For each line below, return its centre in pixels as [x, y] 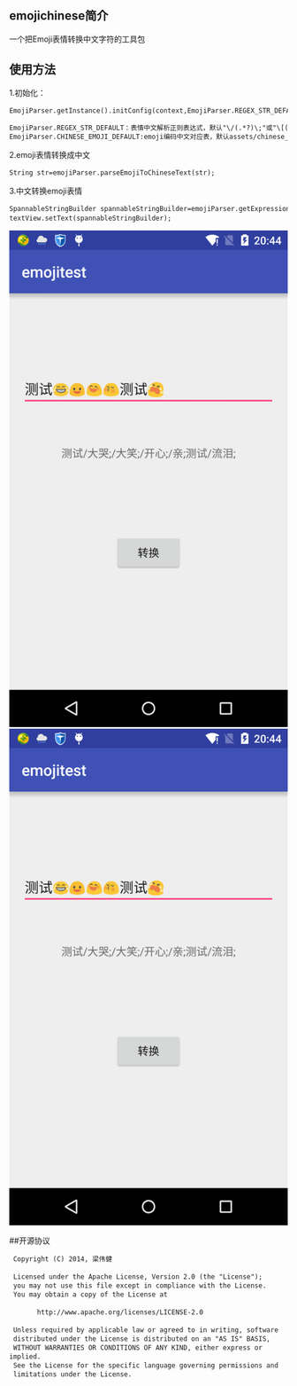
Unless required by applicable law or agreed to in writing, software [145, 1330]
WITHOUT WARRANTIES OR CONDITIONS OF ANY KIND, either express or [138, 1347]
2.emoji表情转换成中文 [50, 155]
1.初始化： [27, 92]
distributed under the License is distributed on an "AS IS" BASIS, [142, 1339]
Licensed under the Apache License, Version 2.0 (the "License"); [138, 1276]
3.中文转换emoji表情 [46, 191]
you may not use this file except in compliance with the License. [140, 1285]
